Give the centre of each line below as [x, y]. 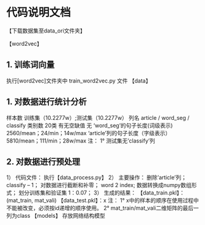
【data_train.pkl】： [161, 193]
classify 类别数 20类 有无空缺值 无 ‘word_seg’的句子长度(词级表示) [90, 125]
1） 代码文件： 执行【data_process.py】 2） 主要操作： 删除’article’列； [96, 177]
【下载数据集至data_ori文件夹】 [46, 31]
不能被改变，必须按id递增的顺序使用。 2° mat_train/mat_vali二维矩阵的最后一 [102, 208]
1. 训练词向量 [31, 65]
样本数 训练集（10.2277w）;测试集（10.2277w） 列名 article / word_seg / [98, 117]
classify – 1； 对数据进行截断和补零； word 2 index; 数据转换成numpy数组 [99, 185]
